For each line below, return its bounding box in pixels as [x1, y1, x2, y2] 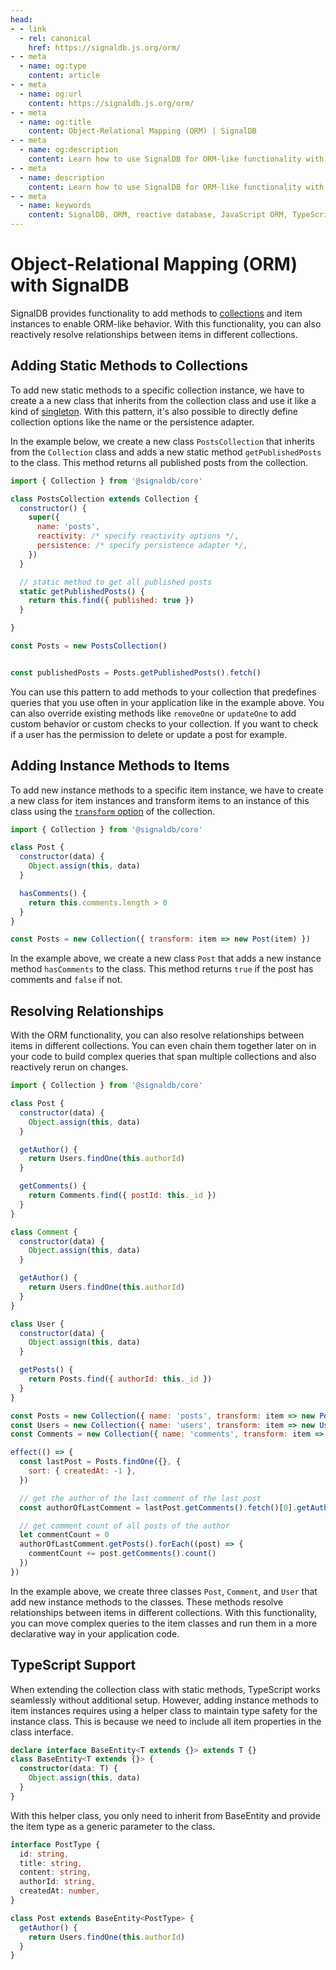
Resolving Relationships [10, 1002, 164, 1020]
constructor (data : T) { [19, 1764, 118, 1774]
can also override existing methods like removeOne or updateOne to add [10, 707, 297, 719]
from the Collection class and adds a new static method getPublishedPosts [10, 446, 322, 458]
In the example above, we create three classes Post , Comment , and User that [10, 1585, 318, 1597]
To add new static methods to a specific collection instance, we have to [10, 384, 305, 396]
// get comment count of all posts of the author [19, 1521, 230, 1531]
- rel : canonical [19, 33, 92, 43]
